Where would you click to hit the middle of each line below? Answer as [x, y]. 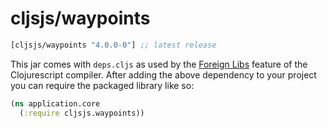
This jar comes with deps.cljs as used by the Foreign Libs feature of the [159, 64]
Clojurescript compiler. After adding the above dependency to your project [163, 74]
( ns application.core [55, 103]
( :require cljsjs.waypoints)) [82, 113]
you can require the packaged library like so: [102, 85]
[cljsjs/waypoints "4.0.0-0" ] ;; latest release [113, 45]
